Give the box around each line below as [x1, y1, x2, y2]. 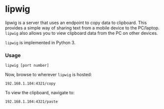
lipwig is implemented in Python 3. [5, 39, 76, 45]
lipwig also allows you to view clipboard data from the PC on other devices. [5, 30, 158, 36]
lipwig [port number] [5, 63, 49, 68]
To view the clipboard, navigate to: [5, 90, 75, 96]
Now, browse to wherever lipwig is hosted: [5, 72, 92, 78]
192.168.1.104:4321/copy [5, 81, 56, 86]
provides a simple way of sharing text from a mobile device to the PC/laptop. [5, 25, 160, 30]
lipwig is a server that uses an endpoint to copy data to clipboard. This [5, 20, 147, 26]
